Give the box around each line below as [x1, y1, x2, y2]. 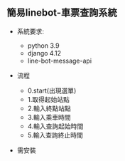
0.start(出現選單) [27, 86, 77, 95]
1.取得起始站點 [27, 95, 70, 103]
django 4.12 [27, 48, 62, 57]
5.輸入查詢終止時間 [27, 130, 83, 139]
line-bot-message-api [27, 56, 92, 65]
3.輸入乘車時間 [27, 113, 71, 121]
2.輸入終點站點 [27, 104, 72, 113]
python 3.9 [27, 41, 60, 50]
